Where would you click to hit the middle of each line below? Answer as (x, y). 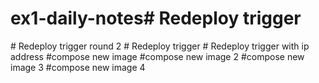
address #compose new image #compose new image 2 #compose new (157, 56)
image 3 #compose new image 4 (78, 67)
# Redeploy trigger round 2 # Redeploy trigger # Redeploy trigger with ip (160, 46)
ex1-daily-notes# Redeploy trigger (156, 18)
